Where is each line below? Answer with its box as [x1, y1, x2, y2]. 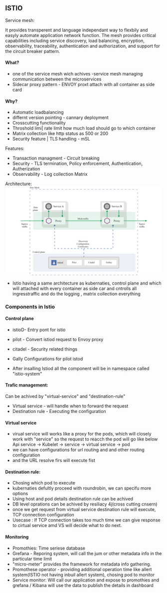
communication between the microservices [12, 76, 102, 82]
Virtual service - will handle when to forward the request [12, 403, 129, 409]
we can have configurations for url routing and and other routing [12, 447, 145, 453]
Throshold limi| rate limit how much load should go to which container [12, 125, 156, 131]
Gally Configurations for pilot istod [12, 355, 83, 361]
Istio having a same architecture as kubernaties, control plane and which [12, 280, 162, 286]
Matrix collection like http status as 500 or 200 [12, 130, 109, 136]
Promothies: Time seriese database [12, 545, 86, 551]
